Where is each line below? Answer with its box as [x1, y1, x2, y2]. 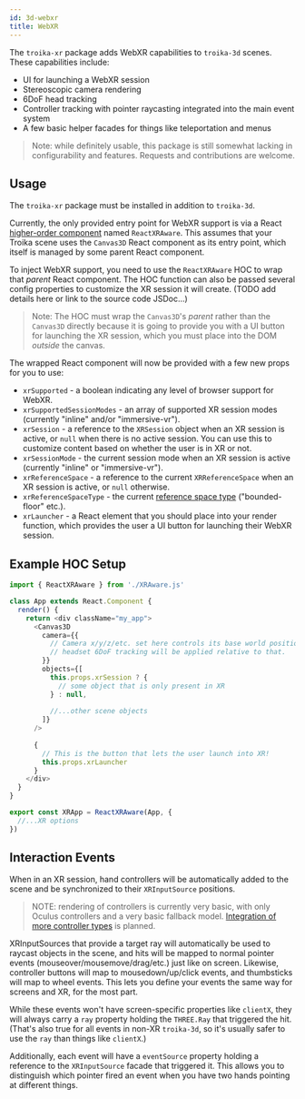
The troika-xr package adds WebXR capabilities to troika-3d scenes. [9, 46, 272, 57]
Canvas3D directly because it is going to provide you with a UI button [31, 320, 286, 332]
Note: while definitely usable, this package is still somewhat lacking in [31, 140, 293, 151]
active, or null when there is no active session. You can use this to [22, 433, 272, 444]
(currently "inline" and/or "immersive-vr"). [22, 414, 181, 425]
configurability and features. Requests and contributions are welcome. [31, 149, 295, 160]
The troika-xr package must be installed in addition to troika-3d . [9, 200, 256, 211]
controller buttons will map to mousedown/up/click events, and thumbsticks [9, 967, 293, 978]
